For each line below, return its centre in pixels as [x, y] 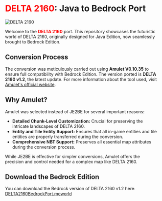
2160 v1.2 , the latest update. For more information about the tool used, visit [81, 79]
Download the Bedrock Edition [52, 177]
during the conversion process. [44, 147]
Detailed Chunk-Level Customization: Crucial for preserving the [78, 121]
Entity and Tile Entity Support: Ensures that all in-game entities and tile [84, 131]
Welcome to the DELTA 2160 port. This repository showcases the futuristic [80, 31]
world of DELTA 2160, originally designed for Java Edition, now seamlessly [80, 37]
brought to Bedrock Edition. [33, 41]
